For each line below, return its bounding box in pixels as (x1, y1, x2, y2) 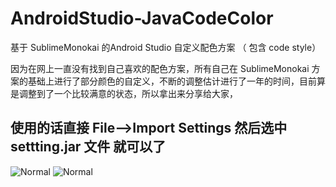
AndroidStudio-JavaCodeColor (10, 7, 274, 30)
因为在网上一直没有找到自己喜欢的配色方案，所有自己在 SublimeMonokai (10, 62, 310, 74)
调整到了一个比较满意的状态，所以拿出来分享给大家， (18, 87, 238, 99)
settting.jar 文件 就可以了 (10, 138, 167, 156)
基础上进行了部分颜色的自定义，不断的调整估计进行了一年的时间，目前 (27, 75, 317, 87)
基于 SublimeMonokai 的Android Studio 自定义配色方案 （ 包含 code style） (10, 41, 322, 53)
